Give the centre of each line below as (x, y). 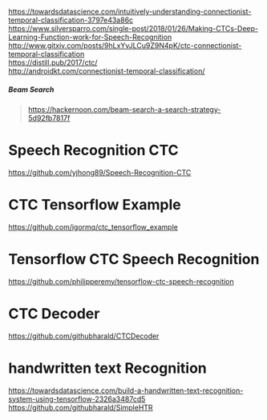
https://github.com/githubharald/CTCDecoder (84, 336)
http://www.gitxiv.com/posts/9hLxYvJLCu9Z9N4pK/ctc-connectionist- (125, 46)
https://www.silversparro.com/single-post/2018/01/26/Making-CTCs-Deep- (133, 28)
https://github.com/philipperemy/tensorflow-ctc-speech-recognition (121, 281)
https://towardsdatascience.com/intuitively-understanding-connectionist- (130, 12)
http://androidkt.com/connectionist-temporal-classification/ (107, 71)
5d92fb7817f (49, 118)
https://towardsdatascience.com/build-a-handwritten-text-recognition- (126, 390)
